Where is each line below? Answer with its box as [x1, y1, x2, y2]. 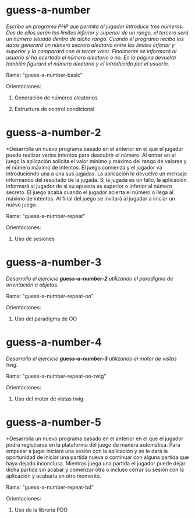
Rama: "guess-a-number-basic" [6, 71, 83, 78]
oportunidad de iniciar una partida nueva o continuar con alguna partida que [6, 454, 189, 461]
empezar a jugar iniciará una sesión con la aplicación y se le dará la [6, 447, 168, 454]
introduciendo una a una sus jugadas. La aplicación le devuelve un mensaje [6, 170, 187, 177]
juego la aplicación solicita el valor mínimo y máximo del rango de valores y [6, 157, 187, 164]
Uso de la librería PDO [14, 506, 68, 513]
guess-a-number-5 [6, 416, 102, 429]
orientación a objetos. [6, 281, 59, 288]
